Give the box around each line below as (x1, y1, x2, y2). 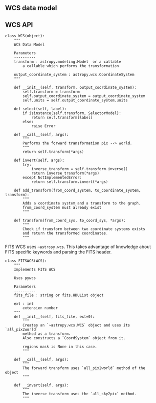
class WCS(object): (5, 34, 45, 39)
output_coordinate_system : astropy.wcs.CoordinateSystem (14, 72, 134, 77)
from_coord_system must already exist (22, 205, 102, 210)
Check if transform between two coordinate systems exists (22, 227, 146, 232)
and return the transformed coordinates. (22, 231, 109, 236)
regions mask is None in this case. (22, 344, 97, 350)
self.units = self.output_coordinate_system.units (22, 98, 128, 103)
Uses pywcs (14, 276, 36, 281)
